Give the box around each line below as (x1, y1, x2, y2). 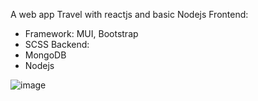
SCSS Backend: (24, 39, 90, 50)
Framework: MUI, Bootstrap (24, 28, 139, 39)
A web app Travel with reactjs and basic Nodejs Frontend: (10, 9, 249, 20)
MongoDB (24, 49, 67, 61)
